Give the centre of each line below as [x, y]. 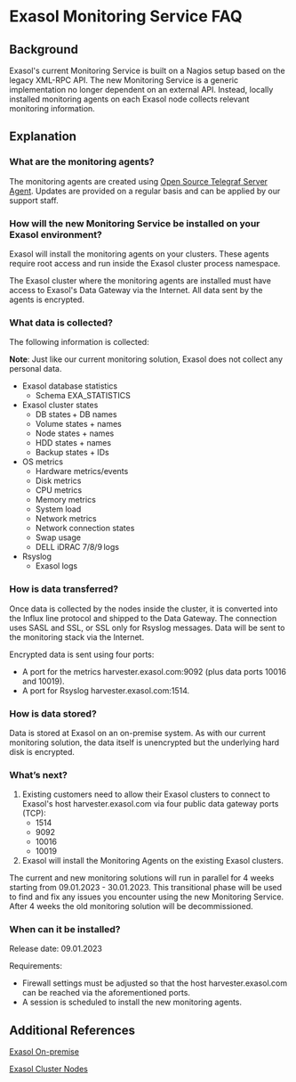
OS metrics [43, 462]
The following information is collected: [79, 342]
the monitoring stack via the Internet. [77, 637]
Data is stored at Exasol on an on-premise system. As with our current [137, 733]
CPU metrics [59, 490]
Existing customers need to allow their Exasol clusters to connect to [146, 794]
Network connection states [85, 529]
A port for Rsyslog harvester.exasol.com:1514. [106, 690]
